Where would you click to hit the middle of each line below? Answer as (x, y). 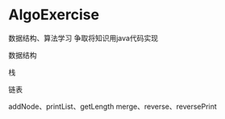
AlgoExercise (54, 15)
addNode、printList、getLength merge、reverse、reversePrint (113, 106)
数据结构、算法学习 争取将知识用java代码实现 (83, 38)
